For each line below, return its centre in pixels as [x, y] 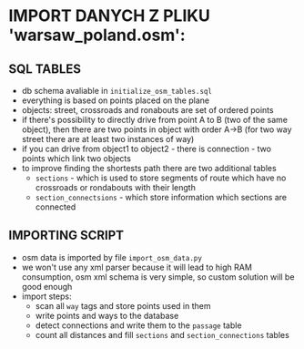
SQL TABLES [45, 69]
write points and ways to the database [107, 315]
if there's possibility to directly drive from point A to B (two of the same [155, 120]
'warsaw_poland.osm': [97, 35]
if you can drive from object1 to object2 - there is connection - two [147, 149]
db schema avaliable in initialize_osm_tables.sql [117, 91]
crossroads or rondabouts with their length [116, 187]
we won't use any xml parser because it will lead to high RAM [137, 267]
